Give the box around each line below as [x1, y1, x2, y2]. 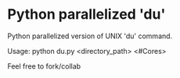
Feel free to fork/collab [7, 61, 81, 71]
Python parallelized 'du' [7, 5, 166, 23]
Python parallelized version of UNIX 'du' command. [7, 31, 173, 41]
